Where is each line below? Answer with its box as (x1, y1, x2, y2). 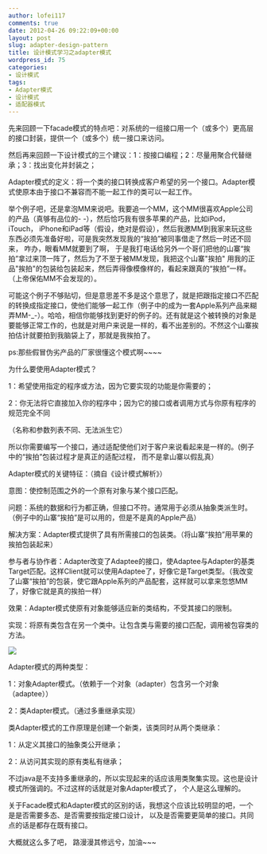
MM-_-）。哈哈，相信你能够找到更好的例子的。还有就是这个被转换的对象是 (14, 311, 257, 320)
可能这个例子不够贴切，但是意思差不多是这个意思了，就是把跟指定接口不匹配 (8, 291, 259, 300)
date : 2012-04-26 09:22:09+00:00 (8, 26, 119, 34)
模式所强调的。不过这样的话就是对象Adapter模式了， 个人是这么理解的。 (8, 784, 246, 793)
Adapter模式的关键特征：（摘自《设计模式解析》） (8, 469, 167, 479)
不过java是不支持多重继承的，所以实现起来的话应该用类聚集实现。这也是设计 (8, 774, 258, 783)
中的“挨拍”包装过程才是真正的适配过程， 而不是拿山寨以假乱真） (8, 452, 219, 462)
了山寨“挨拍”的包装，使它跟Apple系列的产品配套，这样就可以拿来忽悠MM (8, 577, 248, 586)
